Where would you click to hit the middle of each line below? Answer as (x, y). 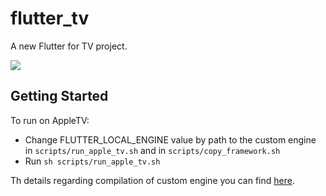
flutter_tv (50, 18)
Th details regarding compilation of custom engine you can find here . (152, 180)
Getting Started (59, 96)
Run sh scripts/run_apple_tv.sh (92, 161)
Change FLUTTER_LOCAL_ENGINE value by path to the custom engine (170, 139)
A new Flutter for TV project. (69, 46)
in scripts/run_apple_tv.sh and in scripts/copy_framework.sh (152, 150)
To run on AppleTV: (50, 120)
